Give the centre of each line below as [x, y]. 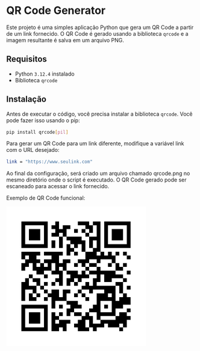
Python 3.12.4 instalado [45, 74]
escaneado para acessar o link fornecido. [58, 186]
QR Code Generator [56, 11]
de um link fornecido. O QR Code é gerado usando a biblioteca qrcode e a [97, 33]
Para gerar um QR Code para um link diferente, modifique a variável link [95, 143]
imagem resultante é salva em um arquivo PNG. [65, 40]
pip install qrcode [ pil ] [37, 132]
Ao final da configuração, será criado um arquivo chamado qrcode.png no [98, 174]
